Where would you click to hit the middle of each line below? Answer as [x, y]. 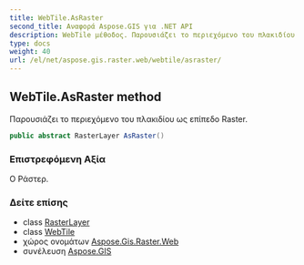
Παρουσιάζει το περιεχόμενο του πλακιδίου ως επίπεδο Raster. [129, 118]
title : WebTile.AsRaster [56, 18]
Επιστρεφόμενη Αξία [58, 158]
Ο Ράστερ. [29, 178]
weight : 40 [30, 52]
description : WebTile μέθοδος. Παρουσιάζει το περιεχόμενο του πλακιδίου [152, 35]
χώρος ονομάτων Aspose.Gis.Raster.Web [101, 241]
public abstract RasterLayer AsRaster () [87, 136]
